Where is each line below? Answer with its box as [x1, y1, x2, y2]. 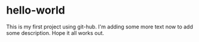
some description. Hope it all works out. [6, 29, 105, 36]
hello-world [6, 4, 66, 17]
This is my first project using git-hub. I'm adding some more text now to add [6, 23, 193, 30]
